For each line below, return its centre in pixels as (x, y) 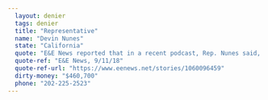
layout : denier (40, 16)
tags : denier (37, 23)
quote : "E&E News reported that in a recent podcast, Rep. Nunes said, (138, 53)
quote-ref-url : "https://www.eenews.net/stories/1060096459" (120, 69)
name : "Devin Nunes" (49, 38)
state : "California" (49, 46)
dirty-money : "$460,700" (57, 76)
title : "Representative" (57, 31)
